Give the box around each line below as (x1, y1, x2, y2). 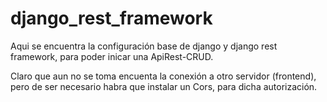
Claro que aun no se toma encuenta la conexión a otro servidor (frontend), (10, 70, 317, 82)
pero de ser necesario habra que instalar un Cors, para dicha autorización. (10, 80, 318, 92)
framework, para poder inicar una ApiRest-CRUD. (10, 50, 214, 62)
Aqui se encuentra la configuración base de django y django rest (10, 40, 278, 52)
